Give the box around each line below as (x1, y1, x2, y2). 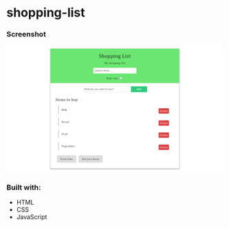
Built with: (6, 183, 41, 192)
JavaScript (16, 213, 47, 221)
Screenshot (6, 30, 46, 39)
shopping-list (6, 5, 85, 21)
